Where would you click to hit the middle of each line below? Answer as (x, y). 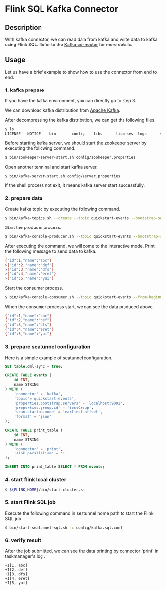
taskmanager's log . (25, 556)
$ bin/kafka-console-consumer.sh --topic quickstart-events (68, 297)
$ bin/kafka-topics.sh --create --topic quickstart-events (67, 218)
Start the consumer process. (34, 288)
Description (23, 27)
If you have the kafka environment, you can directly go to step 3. (71, 101)
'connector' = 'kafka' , (39, 394)
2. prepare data (24, 198)
